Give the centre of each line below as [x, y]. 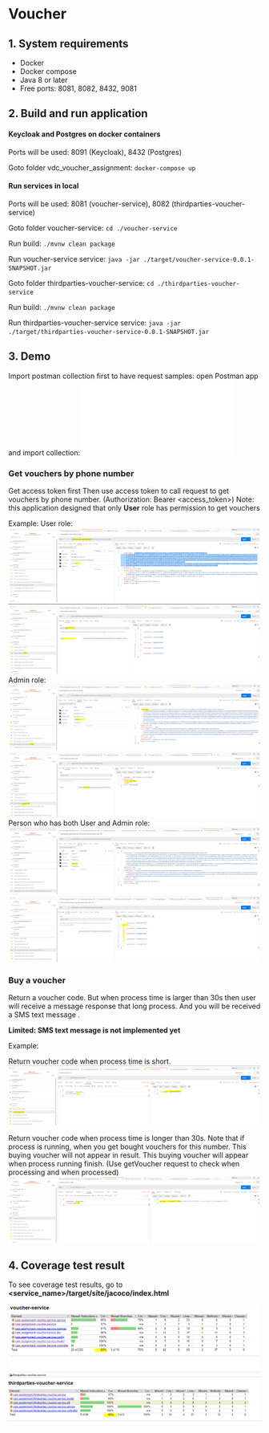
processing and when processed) [64, 1172]
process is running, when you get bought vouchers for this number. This [127, 1146]
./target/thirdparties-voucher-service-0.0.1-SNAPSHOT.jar [109, 332]
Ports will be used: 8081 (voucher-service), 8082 [89, 204]
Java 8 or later [44, 80]
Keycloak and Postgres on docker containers [84, 134]
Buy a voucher [37, 980]
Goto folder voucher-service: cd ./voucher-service [93, 228]
